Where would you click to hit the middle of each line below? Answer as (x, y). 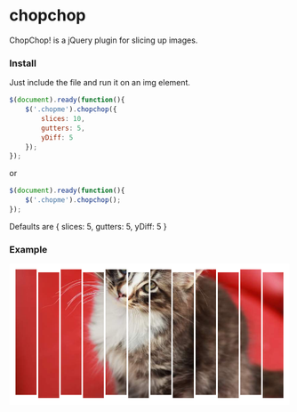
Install (23, 63)
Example (28, 249)
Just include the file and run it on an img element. (100, 83)
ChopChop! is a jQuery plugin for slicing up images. (104, 40)
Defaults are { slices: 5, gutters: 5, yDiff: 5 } (88, 226)
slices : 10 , (64, 118)
